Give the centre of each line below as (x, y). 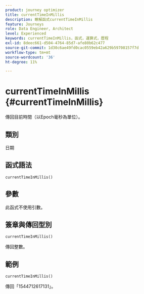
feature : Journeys (25, 24)
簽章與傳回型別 (29, 225)
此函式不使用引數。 (25, 207)
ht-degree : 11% (21, 62)
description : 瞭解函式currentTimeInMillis (49, 19)
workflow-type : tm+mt (28, 52)
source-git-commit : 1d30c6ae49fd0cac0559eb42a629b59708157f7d (72, 48)
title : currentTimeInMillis (35, 15)
